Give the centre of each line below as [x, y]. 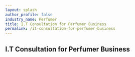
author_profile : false [29, 15]
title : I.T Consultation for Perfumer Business [56, 24]
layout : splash [21, 10]
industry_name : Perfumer [31, 19]
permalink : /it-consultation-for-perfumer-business [60, 29]
